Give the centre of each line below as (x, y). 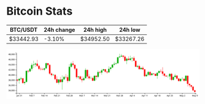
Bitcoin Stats (40, 11)
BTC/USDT (24, 30)
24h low (130, 30)
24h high (95, 30)
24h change (60, 30)
